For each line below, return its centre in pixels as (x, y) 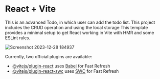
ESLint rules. (18, 38)
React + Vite (31, 9)
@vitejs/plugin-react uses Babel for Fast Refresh (61, 66)
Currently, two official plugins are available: (49, 56)
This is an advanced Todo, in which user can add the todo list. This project (80, 22)
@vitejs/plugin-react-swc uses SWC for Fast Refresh (65, 71)
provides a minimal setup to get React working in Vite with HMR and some (80, 32)
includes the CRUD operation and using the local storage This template (77, 27)
